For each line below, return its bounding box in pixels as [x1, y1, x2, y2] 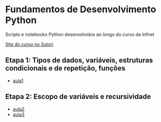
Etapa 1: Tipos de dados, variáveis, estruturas [5, 56, 153, 65]
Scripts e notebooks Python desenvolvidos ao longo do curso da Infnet [5, 31, 154, 37]
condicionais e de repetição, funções [5, 64, 126, 72]
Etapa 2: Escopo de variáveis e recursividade [5, 92, 151, 101]
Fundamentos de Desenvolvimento [5, 4, 156, 15]
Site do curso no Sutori [5, 41, 53, 47]
